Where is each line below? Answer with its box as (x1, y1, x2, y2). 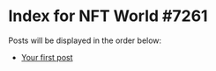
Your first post (20, 52, 73, 62)
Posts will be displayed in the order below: (8, 35, 162, 46)
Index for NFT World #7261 (8, 6, 208, 26)
